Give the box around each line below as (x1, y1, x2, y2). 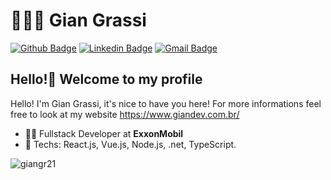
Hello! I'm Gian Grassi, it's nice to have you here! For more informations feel (10, 97, 322, 109)
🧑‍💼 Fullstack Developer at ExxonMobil (24, 127, 184, 139)
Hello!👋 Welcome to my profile (10, 71, 203, 88)
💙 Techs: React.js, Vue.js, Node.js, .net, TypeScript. (24, 138, 237, 150)
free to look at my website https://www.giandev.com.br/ (10, 108, 240, 120)
